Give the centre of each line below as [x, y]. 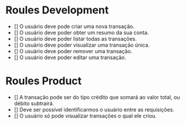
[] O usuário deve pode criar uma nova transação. [74, 26]
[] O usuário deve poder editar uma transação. [70, 57]
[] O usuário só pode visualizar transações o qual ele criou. [85, 116]
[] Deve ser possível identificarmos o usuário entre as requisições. [94, 109]
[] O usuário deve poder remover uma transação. [73, 51]
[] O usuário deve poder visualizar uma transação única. [82, 45]
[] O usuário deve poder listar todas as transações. [75, 39]
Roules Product [44, 81]
